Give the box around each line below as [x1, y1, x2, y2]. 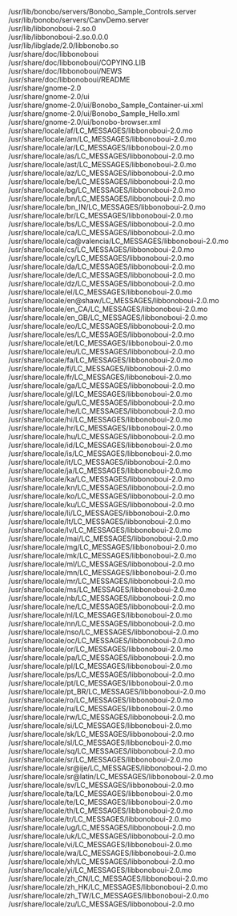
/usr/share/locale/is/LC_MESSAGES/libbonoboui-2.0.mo [8, 449, 192, 458]
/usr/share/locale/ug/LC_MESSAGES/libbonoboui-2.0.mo [8, 823, 195, 832]
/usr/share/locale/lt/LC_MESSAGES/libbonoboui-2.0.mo [8, 517, 191, 526]
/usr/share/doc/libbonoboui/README [8, 75, 131, 84]
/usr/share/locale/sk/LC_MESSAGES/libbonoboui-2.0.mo [8, 730, 195, 738]
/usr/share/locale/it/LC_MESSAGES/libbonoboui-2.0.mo [8, 458, 191, 466]
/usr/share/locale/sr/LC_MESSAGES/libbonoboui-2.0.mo [8, 755, 194, 764]
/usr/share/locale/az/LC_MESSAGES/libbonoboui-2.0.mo [8, 168, 195, 178]
